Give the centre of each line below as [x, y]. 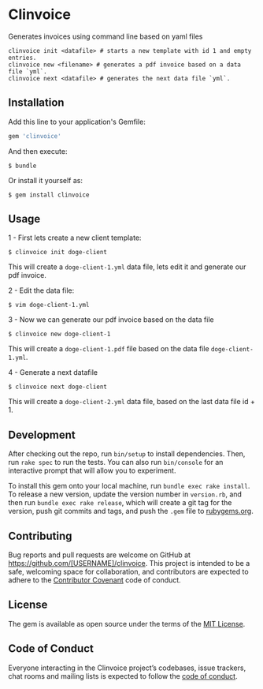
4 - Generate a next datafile [53, 373]
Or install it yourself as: [45, 180]
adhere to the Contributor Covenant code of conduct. [94, 580]
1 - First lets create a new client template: [75, 238]
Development [42, 434]
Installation [36, 103]
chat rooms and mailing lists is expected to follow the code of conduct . [123, 676]
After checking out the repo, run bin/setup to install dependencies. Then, [127, 454]
